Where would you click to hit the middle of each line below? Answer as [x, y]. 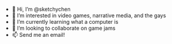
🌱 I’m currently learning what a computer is [65, 22]
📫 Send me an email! [38, 35]
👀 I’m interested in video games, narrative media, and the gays [89, 15]
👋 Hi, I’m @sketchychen [41, 9]
